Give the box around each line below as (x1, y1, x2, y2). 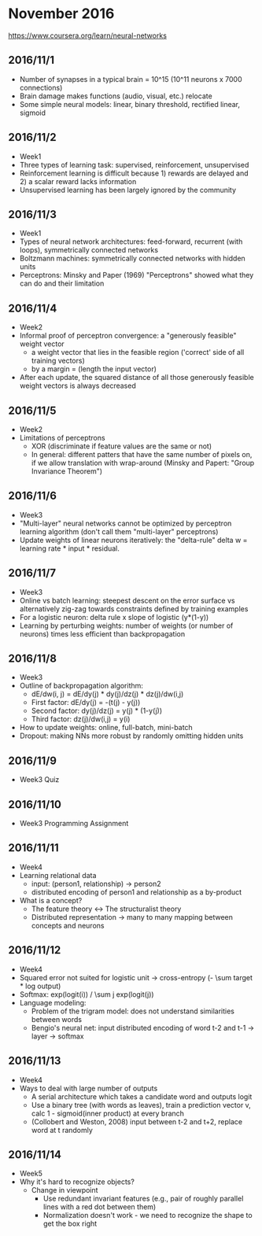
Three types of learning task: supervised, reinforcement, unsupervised (19, 160, 249, 169)
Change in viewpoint (31, 1186, 98, 1195)
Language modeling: (19, 998, 87, 1007)
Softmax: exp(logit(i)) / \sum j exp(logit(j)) (19, 989, 155, 999)
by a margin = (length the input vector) (31, 364, 157, 374)
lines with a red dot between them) (42, 1202, 157, 1212)
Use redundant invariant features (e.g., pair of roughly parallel (42, 1194, 244, 1204)
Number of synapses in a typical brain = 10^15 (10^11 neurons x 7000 (19, 74, 242, 83)
